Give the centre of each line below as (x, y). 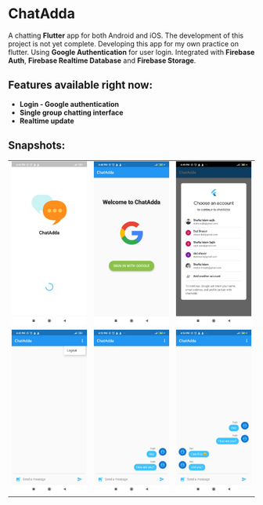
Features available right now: (80, 85)
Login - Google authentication (69, 104)
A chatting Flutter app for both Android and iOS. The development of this (126, 35)
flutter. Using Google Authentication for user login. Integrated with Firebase (131, 52)
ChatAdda (42, 14)
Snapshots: (37, 146)
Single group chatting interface (71, 112)
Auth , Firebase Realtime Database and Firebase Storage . (102, 60)
